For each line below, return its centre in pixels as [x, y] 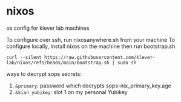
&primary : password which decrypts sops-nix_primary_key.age [93, 86]
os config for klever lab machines [48, 28]
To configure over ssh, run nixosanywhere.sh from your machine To [91, 39]
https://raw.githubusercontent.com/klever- [100, 57]
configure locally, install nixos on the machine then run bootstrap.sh [91, 46]
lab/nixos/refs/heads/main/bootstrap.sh [58, 63]
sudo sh [127, 63]
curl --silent [24, 57]
